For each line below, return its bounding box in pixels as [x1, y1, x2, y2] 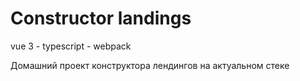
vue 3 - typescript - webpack [10, 40, 132, 52]
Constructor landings [10, 7, 192, 30]
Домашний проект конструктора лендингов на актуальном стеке [10, 59, 290, 71]
